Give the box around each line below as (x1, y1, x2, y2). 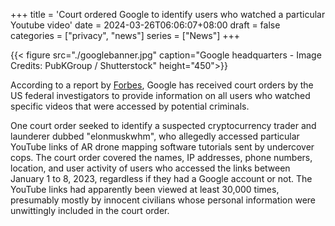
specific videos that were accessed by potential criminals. (10, 100, 250, 112)
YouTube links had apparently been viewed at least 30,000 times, (10, 184, 280, 195)
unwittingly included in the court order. (10, 205, 170, 216)
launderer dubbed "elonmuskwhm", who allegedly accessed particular (10, 130, 300, 142)
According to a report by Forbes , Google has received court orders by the (10, 79, 314, 91)
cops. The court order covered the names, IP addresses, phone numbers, (10, 152, 313, 163)
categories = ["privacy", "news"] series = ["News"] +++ (10, 30, 241, 41)
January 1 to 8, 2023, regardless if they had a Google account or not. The (10, 173, 313, 184)
